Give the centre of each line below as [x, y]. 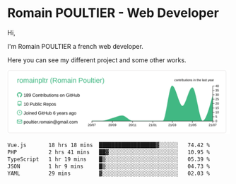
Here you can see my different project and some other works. [97, 60]
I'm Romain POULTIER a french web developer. [75, 46]
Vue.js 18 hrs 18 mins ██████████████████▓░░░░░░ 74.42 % [109, 145]
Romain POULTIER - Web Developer [113, 13]
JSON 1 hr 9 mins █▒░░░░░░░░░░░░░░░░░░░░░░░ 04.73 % [109, 166]
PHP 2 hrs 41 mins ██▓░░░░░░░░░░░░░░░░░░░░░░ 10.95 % [109, 152]
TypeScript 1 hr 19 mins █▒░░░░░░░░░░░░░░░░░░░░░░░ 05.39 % [109, 159]
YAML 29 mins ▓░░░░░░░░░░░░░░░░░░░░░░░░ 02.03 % [109, 173]
